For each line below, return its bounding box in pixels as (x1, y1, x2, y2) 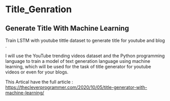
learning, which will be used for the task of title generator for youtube (5, 64, 152, 69)
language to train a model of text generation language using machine (5, 58, 151, 64)
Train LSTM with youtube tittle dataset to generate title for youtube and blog (5, 37, 165, 43)
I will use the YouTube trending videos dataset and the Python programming (5, 53, 165, 59)
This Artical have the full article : (5, 79, 74, 85)
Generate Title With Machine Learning (5, 24, 129, 33)
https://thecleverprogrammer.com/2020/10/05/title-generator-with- (5, 84, 148, 90)
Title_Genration (5, 4, 72, 15)
